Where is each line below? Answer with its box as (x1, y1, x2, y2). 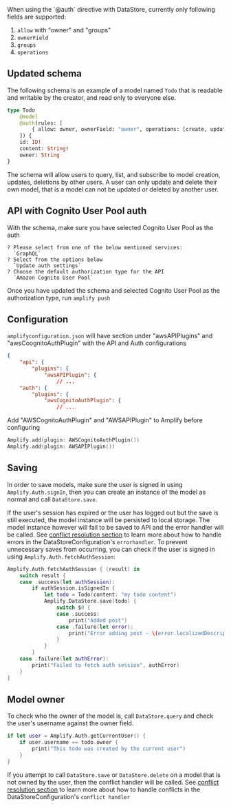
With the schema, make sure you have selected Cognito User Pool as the (7, 223, 214, 231)
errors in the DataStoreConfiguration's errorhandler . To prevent (7, 537, 188, 546)
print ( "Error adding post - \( (68, 630, 158, 636)
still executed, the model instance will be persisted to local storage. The (7, 515, 210, 524)
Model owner (7, 694, 65, 705)
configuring (7, 424, 40, 432)
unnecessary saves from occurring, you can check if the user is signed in (7, 545, 215, 553)
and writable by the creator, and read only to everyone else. (7, 93, 177, 101)
